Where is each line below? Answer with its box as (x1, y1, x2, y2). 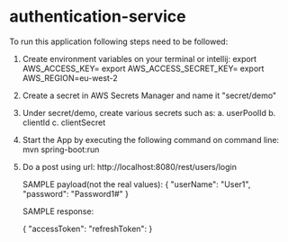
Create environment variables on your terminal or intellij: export (22, 53, 257, 64)
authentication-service (9, 6, 186, 27)
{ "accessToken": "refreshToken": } (22, 223, 153, 234)
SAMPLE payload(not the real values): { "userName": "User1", (22, 178, 251, 190)
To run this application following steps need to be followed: (9, 36, 229, 47)
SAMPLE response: (22, 205, 94, 217)
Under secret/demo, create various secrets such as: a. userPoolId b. (22, 107, 276, 118)
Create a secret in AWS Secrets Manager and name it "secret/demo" (22, 90, 277, 101)
